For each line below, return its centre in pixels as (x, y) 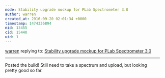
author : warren (21, 14)
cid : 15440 (16, 32)
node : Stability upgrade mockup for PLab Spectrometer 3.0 (67, 10)
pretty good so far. (24, 70)
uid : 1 (12, 37)
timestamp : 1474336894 (28, 23)
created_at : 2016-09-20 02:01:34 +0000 (46, 19)
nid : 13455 (16, 28)
